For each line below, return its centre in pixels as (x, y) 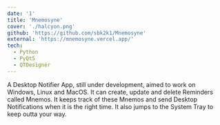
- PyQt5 (24, 59)
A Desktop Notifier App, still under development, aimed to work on (101, 84)
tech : (15, 46)
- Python (26, 52)
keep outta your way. (37, 114)
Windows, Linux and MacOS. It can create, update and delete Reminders (110, 92)
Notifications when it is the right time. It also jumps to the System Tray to (110, 106)
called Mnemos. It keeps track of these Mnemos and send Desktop (102, 99)
